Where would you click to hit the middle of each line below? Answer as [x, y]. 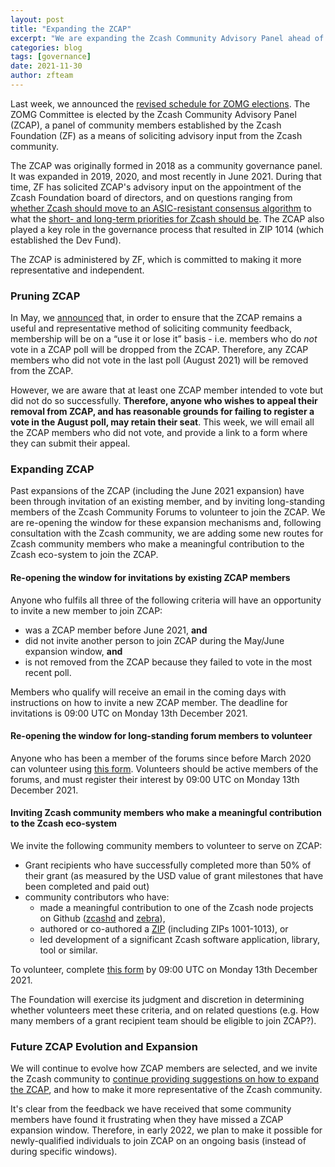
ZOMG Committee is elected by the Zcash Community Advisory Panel [153, 114]
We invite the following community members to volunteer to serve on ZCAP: [166, 846]
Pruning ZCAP [45, 296]
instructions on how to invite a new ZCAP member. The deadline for [149, 702]
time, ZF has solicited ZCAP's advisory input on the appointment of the [156, 187]
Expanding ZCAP [52, 469]
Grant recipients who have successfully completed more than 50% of [168, 865]
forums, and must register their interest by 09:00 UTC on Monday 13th [155, 779]
